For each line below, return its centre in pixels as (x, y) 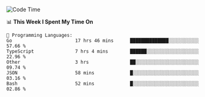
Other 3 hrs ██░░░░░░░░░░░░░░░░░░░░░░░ (103, 62)
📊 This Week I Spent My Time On (50, 22)
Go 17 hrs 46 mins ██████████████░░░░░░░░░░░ (103, 41)
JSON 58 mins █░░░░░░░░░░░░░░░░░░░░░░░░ (103, 73)
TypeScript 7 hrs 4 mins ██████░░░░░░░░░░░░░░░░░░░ (103, 52)
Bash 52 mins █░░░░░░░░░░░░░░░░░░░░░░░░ (103, 83)
